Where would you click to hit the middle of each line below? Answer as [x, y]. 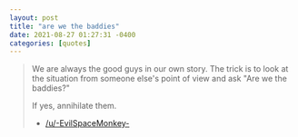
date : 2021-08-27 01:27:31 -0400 [73, 34]
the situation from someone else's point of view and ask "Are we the [159, 79]
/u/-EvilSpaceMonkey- [87, 123]
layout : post [34, 18]
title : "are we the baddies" [65, 26]
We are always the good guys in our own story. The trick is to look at [160, 69]
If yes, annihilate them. [74, 106]
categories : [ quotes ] [50, 43]
